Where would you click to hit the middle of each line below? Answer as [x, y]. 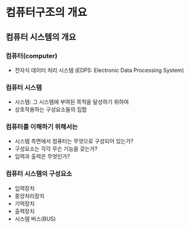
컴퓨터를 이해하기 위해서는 [42, 127]
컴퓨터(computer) [31, 55]
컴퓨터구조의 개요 [46, 12]
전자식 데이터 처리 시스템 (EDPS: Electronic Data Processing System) [99, 70]
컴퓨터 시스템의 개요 [41, 37]
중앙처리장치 [30, 196]
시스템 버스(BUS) [35, 219]
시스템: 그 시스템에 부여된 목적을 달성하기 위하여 [71, 102]
